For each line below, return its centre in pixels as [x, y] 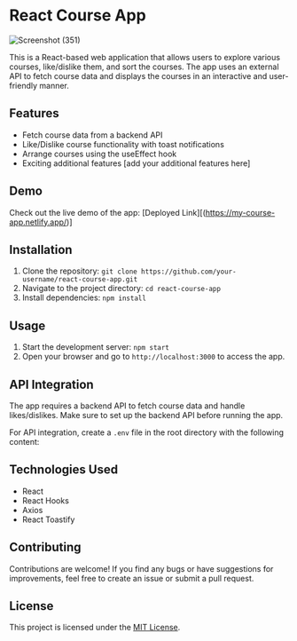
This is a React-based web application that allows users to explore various [145, 57]
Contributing [45, 547]
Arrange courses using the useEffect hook [99, 154]
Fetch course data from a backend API [92, 135]
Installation [41, 249]
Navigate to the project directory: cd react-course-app [121, 289]
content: [24, 442]
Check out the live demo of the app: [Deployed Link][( [107, 212]
